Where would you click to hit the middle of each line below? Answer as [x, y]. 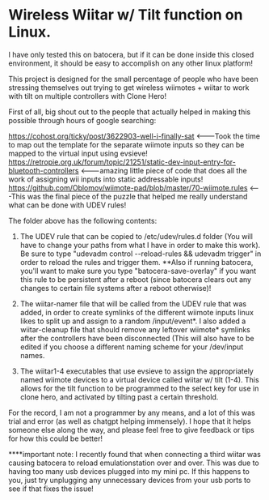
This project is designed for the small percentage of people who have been [133, 79]
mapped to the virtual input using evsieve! [78, 153]
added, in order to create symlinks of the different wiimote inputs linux [137, 312]
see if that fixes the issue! [51, 489]
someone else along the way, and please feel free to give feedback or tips [131, 429]
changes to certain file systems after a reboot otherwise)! [116, 288]
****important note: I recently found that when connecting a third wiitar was [134, 454]
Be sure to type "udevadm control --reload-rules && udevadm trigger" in [141, 254]
